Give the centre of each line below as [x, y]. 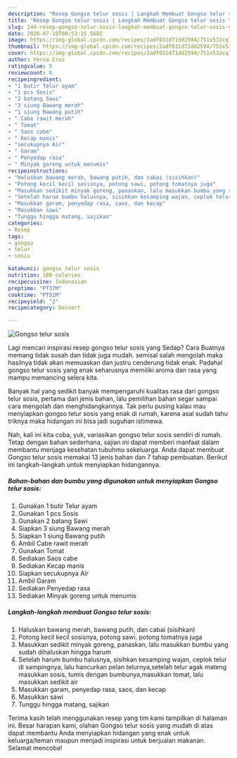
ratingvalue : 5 [30, 66]
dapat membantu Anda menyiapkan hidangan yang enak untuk [99, 733]
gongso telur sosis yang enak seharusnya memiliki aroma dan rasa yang [113, 370]
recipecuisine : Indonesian [47, 282]
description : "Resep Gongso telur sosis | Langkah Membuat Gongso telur [117, 14]
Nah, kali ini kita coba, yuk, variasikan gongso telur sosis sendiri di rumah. [115, 435]
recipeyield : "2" [33, 301]
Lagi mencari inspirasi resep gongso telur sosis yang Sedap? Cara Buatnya [116, 348]
